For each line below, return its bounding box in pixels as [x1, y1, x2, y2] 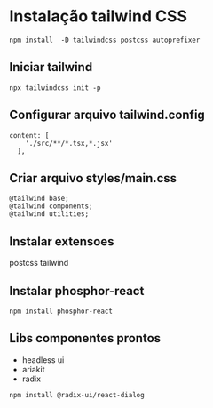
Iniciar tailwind [9, 60, 93, 75]
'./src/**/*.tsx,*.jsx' [25, 139, 114, 148]
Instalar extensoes [9, 234, 114, 249]
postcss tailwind [9, 258, 69, 268]
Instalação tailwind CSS [9, 6, 188, 27]
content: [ [9, 131, 50, 140]
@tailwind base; [9, 194, 69, 204]
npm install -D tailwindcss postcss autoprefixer [9, 36, 201, 44]
